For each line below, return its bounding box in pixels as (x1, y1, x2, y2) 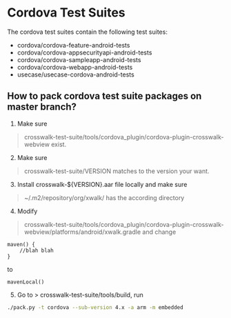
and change (142, 228, 177, 236)
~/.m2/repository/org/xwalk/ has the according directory (23, 193, 185, 201)
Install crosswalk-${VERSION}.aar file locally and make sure (17, 180, 188, 188)
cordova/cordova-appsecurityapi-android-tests (17, 48, 152, 57)
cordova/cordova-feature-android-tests (17, 41, 130, 49)
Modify (17, 207, 38, 215)
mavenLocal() (7, 278, 45, 286)
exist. (51, 140, 67, 148)
